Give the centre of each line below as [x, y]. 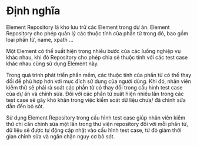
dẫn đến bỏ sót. [25, 106]
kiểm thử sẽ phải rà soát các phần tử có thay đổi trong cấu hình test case [95, 87]
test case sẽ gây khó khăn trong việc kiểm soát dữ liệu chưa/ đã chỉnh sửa [96, 100]
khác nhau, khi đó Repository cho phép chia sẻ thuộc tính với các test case [97, 57]
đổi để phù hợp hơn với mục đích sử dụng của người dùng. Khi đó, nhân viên [98, 81]
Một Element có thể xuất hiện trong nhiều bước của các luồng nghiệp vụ [94, 51]
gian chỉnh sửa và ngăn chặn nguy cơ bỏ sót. [61, 136]
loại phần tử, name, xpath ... [40, 39]
